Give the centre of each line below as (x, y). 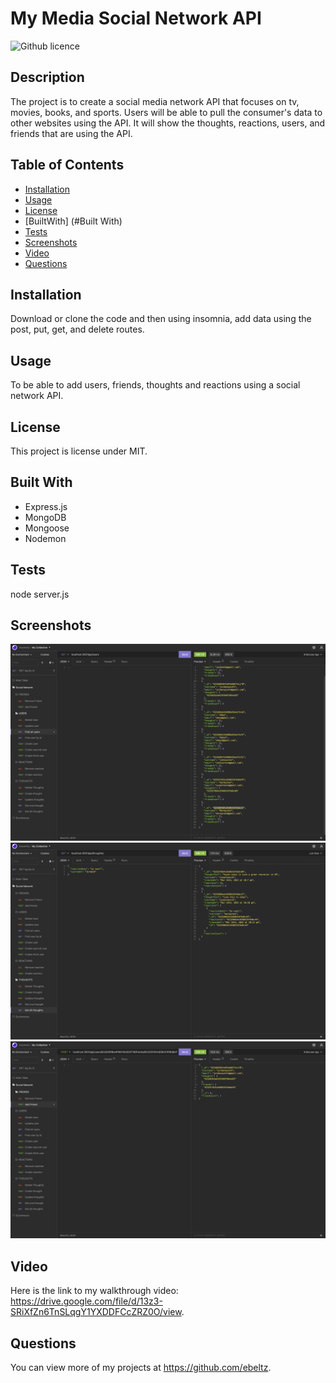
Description (47, 77)
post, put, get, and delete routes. (77, 329)
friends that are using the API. (71, 133)
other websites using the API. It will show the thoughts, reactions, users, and (168, 123)
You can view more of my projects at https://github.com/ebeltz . (141, 1368)
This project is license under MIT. (79, 451)
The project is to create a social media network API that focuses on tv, (155, 101)
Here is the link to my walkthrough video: (94, 1291)
